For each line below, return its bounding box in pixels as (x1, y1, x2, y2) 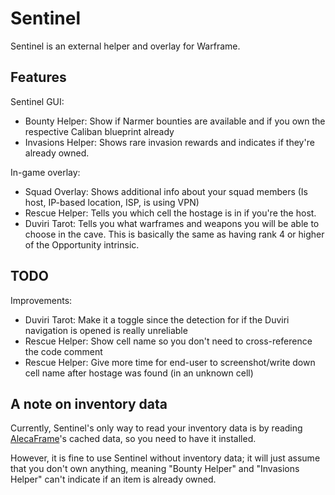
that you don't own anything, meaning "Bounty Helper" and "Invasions (10, 463, 300, 475)
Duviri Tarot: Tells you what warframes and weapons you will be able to (24, 217, 320, 229)
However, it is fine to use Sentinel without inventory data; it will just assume (10, 452, 321, 464)
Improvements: (10, 294, 73, 306)
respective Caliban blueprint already (24, 125, 175, 137)
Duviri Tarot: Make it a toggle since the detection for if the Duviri (24, 313, 290, 326)
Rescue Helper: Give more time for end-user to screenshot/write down (24, 356, 316, 368)
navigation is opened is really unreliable (24, 324, 188, 336)
